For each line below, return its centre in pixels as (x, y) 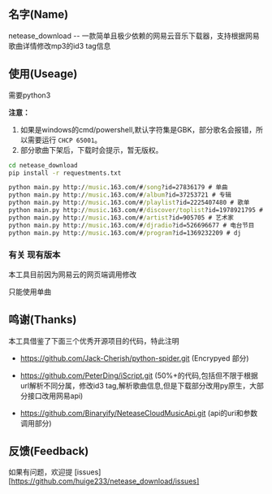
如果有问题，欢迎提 (41, 472)
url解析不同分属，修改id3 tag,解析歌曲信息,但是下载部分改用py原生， (135, 385)
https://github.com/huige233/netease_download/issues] (105, 481)
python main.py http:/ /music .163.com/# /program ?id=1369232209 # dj (125, 233)
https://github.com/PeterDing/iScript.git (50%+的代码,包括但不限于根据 (139, 375)
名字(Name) (39, 15)
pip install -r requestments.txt (65, 173)
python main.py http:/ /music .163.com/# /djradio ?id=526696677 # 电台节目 (132, 225)
